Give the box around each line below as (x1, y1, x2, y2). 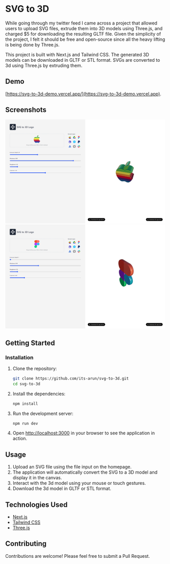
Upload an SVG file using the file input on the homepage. (12, 464, 132, 470)
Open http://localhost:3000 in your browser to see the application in (12, 430, 155, 436)
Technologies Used (5, 500, 67, 509)
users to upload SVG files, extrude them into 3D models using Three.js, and (5, 25, 163, 31)
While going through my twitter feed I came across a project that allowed (5, 20, 157, 26)
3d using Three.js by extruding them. (5, 62, 83, 68)
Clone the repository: (12, 365, 57, 372)
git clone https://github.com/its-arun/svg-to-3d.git (12, 376, 129, 381)
